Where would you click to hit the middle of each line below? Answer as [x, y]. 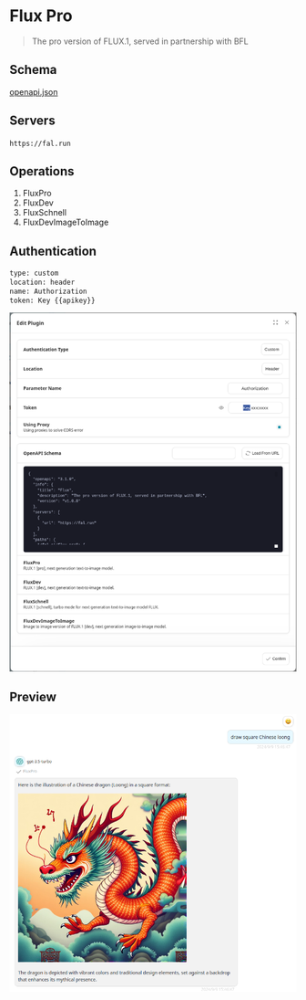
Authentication [53, 251]
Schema [33, 70]
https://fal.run [40, 143]
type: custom [34, 274]
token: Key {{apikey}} [52, 301]
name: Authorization [49, 292]
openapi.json [34, 91]
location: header [42, 283]
